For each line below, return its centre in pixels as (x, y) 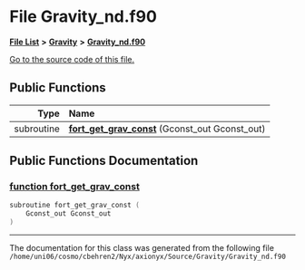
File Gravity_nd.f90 (83, 17)
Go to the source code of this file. (72, 59)
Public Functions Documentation (104, 161)
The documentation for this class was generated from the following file (142, 248)
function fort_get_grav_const (75, 187)
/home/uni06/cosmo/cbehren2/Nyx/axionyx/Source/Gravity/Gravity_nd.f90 (148, 257)
